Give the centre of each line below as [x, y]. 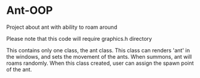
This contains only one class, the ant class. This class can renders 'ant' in [98, 50]
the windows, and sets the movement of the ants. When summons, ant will [99, 56]
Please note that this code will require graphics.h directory [79, 38]
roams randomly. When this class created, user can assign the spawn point [100, 63]
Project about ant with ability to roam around [62, 27]
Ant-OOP [30, 10]
